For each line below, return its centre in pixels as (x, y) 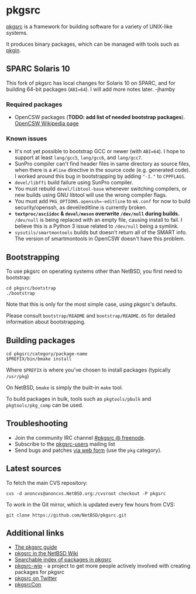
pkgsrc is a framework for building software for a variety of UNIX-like (89, 26)
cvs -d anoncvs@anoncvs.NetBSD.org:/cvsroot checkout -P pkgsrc (86, 494)
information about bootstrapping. (46, 322)
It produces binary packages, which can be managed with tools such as (93, 44)
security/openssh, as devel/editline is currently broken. (81, 207)
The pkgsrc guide (36, 547)
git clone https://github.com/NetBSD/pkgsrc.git (66, 515)
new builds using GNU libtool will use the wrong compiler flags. (91, 195)
